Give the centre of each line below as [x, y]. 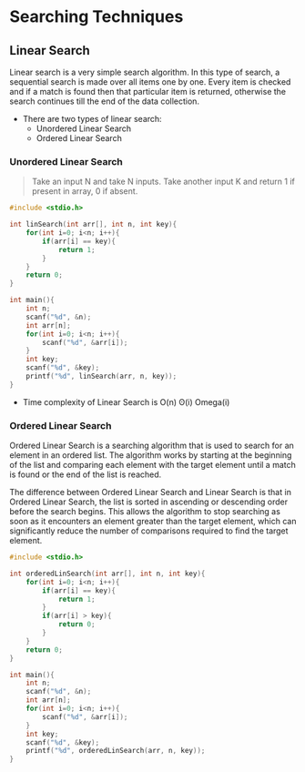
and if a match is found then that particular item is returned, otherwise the [148, 91]
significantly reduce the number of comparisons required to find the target [149, 531]
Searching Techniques [97, 17]
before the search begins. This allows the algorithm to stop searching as [145, 512]
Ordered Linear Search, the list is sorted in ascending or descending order [149, 502]
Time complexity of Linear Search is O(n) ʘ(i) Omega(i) [126, 401]
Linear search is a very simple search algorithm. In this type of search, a [145, 72]
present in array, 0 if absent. [85, 191]
